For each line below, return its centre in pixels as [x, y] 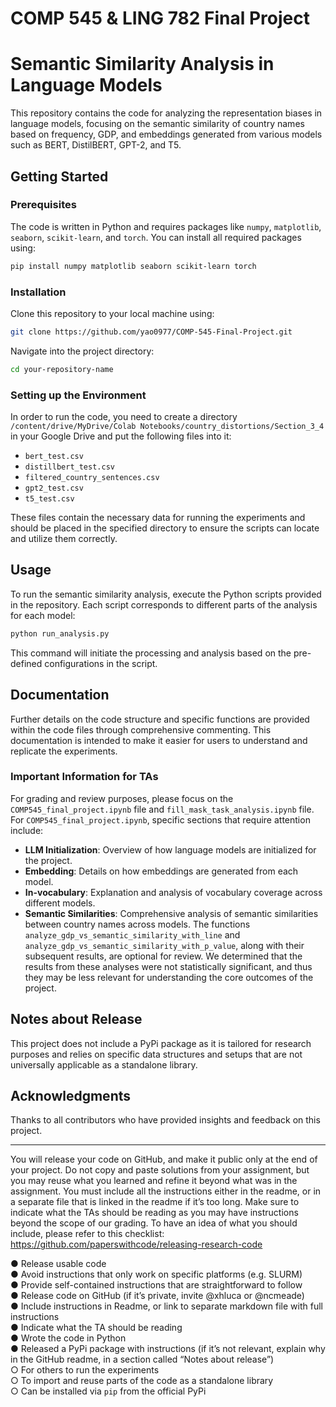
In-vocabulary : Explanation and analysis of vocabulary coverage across [173, 892]
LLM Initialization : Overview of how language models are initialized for [170, 849]
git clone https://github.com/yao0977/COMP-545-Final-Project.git [151, 332]
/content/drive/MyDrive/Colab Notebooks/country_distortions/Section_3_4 [167, 427]
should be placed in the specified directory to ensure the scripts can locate [165, 528]
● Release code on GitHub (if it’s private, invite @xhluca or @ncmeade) [157, 1296]
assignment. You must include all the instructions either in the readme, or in [166, 1191]
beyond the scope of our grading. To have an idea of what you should [154, 1223]
